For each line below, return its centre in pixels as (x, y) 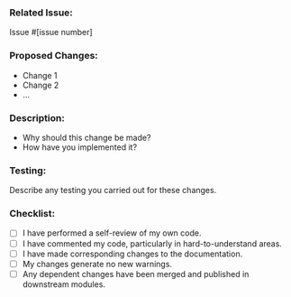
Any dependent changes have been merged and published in (136, 274)
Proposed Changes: (54, 56)
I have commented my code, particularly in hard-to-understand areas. (152, 243)
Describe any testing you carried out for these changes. (113, 190)
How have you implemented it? (80, 147)
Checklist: (32, 214)
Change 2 (41, 85)
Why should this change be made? (86, 137)
